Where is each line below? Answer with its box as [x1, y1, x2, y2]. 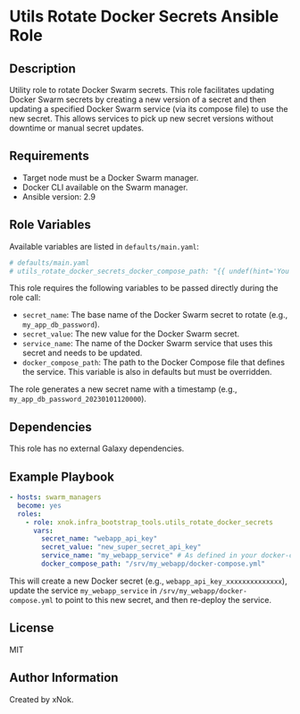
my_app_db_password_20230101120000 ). [9, 394, 147, 404]
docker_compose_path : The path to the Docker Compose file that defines [21, 357, 286, 368]
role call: [9, 293, 41, 303]
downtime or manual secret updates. [9, 123, 145, 133]
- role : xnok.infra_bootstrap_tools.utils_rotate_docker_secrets [25, 517, 274, 527]
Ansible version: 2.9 [21, 191, 96, 202]
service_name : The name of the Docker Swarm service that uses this [21, 338, 273, 349]
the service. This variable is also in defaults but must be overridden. [21, 367, 272, 378]
